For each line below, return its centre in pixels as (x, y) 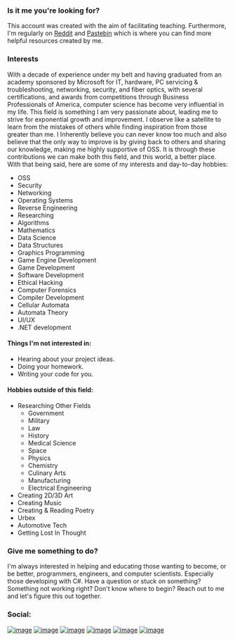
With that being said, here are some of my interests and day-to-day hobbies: (117, 164)
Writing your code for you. (55, 374)
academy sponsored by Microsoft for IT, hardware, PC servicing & (103, 82)
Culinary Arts (47, 473)
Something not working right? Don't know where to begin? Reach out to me (116, 589)
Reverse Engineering (47, 208)
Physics (39, 458)
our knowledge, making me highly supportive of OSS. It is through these (112, 149)
